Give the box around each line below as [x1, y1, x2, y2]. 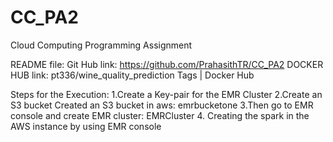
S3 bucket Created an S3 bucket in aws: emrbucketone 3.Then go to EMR [10, 99, 314, 111]
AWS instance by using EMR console [10, 120, 162, 132]
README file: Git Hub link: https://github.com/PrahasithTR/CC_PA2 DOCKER [10, 58, 324, 70]
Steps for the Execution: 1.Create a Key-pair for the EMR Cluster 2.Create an [10, 88, 323, 100]
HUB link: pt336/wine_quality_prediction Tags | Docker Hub [10, 69, 255, 81]
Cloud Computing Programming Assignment [10, 39, 193, 51]
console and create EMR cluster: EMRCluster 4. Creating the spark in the [10, 109, 310, 121]
